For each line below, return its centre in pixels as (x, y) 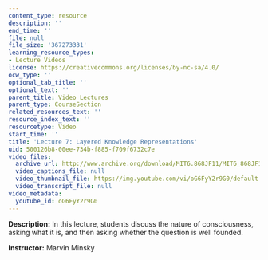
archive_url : (37, 164)
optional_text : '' (39, 90)
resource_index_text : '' (49, 120)
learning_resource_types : (51, 53)
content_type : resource (48, 16)
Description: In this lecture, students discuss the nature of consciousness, (131, 223)
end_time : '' (30, 30)
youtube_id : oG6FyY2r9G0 (57, 201)
